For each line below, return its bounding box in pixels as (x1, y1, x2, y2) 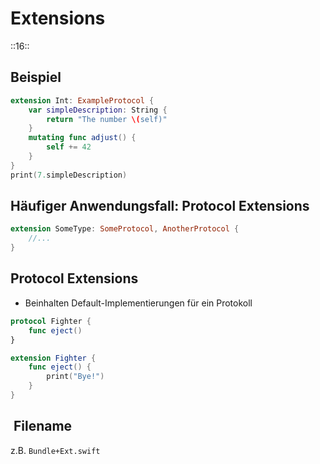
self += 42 (46, 142, 92, 152)
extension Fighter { (10, 353, 97, 363)
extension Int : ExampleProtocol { (10, 95, 155, 106)
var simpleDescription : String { (28, 105, 168, 115)
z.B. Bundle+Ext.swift (10, 444, 101, 456)
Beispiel (10, 69, 62, 86)
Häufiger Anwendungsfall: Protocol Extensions (10, 198, 310, 215)
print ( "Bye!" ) (46, 372, 105, 382)
